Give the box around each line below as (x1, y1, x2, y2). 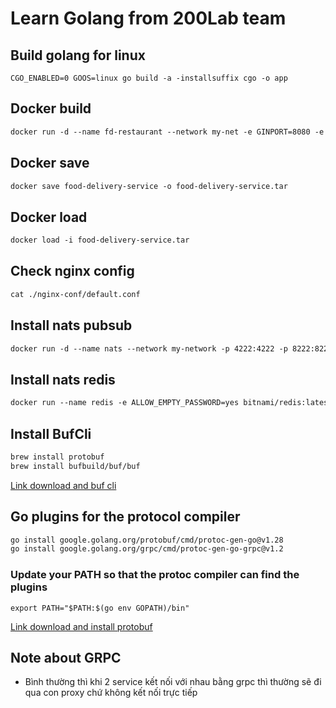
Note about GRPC (10, 649, 122, 666)
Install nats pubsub (10, 317, 133, 334)
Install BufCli (10, 425, 92, 442)
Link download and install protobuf (10, 620, 153, 632)
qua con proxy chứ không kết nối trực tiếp (24, 687, 198, 699)
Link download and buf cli (10, 479, 117, 491)
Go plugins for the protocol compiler (10, 508, 241, 526)
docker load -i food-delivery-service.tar (10, 235, 190, 246)
